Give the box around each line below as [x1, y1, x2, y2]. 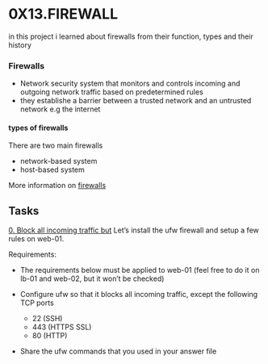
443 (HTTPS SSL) [31, 322, 92, 332]
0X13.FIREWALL [8, 5, 119, 23]
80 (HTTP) [31, 331, 68, 341]
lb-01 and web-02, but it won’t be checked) [19, 274, 165, 283]
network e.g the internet [19, 104, 101, 114]
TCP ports [19, 298, 54, 308]
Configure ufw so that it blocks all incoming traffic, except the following [19, 290, 258, 299]
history [8, 40, 32, 49]
